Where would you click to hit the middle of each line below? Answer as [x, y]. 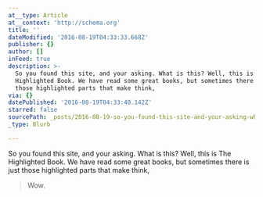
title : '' [24, 30]
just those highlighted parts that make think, [79, 170]
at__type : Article [38, 15]
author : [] [26, 52]
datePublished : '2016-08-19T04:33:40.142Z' [80, 102]
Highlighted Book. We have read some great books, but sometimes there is [129, 162]
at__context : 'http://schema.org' [65, 23]
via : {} [21, 95]
